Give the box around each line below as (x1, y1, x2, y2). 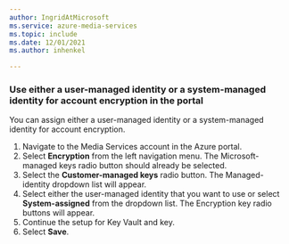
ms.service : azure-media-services (9, 21, 138, 30)
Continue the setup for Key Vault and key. (21, 217, 176, 228)
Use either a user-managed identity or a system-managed (9, 84, 266, 96)
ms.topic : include (9, 29, 78, 38)
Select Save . (21, 226, 70, 237)
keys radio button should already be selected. (59, 160, 227, 171)
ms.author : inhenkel (9, 46, 87, 55)
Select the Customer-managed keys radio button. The (21, 170, 224, 181)
